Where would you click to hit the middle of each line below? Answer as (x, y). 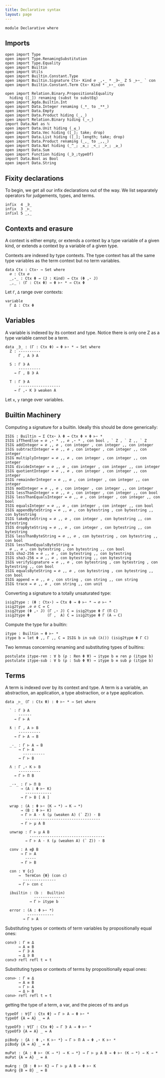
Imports (18, 43)
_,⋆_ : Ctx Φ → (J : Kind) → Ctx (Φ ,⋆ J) (54, 278)
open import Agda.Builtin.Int (36, 102)
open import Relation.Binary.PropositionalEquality (59, 94)
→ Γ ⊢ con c (30, 884)
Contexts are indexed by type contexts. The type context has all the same (80, 255)
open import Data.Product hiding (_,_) (46, 115)
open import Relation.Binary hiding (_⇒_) (49, 120)
